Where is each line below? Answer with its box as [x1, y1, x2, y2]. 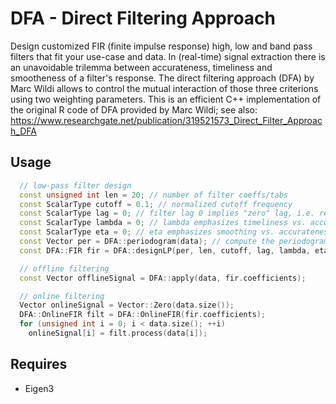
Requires [10, 356, 68, 373]
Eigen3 [24, 382, 55, 394]
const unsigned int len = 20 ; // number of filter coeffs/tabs [19, 190, 288, 200]
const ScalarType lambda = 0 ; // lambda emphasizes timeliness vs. [19, 218, 307, 228]
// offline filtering [19, 263, 110, 274]
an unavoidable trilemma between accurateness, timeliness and [10, 61, 273, 73]
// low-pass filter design [19, 180, 132, 191]
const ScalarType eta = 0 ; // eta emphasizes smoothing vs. [19, 227, 275, 237]
